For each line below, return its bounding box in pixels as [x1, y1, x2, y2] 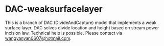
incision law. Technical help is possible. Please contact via [5, 30, 122, 36]
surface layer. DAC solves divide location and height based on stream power [5, 24, 159, 30]
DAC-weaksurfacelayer [5, 3, 103, 15]
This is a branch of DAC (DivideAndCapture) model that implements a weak [5, 20, 157, 25]
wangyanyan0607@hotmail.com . [5, 35, 72, 41]
